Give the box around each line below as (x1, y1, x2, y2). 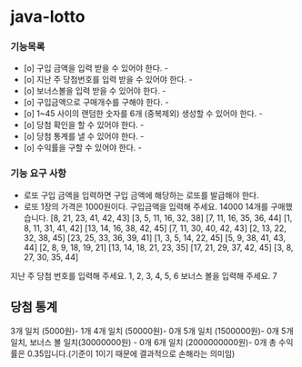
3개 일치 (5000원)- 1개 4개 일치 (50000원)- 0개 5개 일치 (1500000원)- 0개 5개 (10, 325, 294, 336)
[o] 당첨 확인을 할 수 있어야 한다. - (23, 120, 145, 131)
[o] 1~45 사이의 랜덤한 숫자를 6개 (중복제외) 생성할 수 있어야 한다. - (23, 108, 263, 119)
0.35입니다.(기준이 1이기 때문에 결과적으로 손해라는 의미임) (26, 348, 236, 359)
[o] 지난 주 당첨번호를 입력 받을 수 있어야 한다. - (23, 74, 193, 85)
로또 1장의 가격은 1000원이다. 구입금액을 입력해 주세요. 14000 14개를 (23, 201, 269, 212)
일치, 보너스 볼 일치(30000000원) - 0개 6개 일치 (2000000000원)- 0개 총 (10, 336, 277, 347)
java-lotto (10, 6, 86, 27)
